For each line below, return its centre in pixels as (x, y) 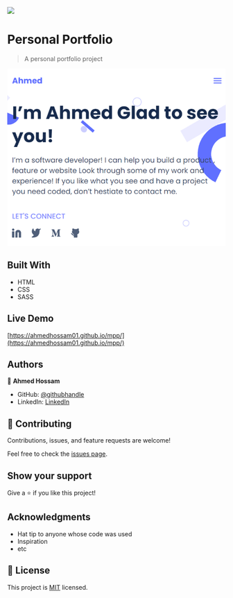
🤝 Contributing (40, 424)
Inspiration (32, 541)
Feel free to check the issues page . (57, 454)
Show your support (50, 476)
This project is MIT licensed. (48, 587)
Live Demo (31, 319)
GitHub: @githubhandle (51, 395)
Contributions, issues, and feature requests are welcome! (89, 441)
